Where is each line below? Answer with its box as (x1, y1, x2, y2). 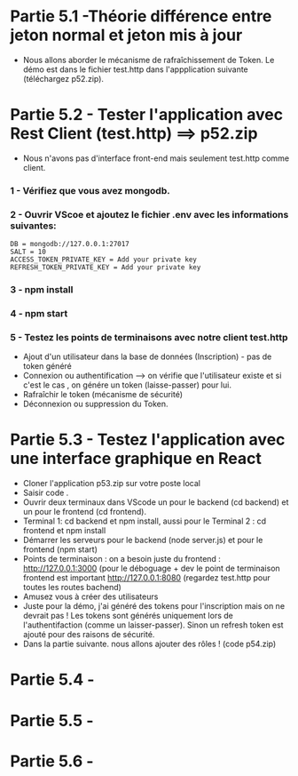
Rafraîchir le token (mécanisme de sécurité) (22, 389, 184, 400)
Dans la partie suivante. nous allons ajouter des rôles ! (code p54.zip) (22, 638, 277, 650)
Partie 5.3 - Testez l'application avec (10, 429, 286, 450)
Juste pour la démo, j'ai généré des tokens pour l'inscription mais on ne (22, 601, 286, 612)
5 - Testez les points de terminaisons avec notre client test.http (10, 331, 288, 343)
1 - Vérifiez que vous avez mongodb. (10, 184, 171, 196)
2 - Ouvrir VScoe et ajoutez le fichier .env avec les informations (10, 208, 289, 220)
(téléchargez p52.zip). (22, 73, 105, 84)
